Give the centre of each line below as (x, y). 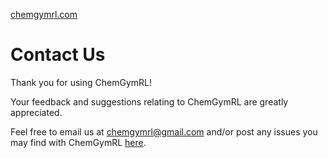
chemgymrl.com (44, 14)
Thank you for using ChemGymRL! (81, 82)
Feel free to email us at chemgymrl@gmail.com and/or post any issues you (164, 131)
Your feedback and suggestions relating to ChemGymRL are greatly (149, 101)
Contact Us (58, 55)
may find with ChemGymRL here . (78, 142)
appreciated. (36, 112)
